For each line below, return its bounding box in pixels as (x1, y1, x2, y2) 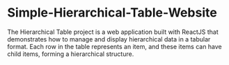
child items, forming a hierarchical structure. (7, 50, 134, 58)
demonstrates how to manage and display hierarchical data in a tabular (7, 35, 211, 43)
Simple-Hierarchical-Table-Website (7, 5, 217, 21)
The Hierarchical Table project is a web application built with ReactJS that (7, 28, 219, 36)
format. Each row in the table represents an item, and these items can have (7, 42, 223, 50)
